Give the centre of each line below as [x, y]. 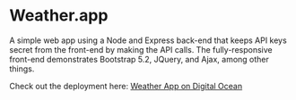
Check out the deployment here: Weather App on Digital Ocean [126, 86]
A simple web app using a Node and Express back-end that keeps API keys [148, 40]
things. [22, 69]
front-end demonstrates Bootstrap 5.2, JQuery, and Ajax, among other [139, 59]
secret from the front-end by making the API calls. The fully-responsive [141, 49]
